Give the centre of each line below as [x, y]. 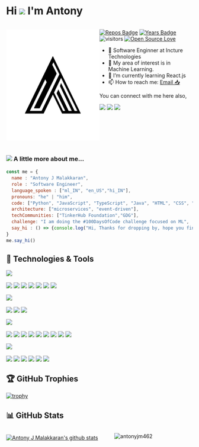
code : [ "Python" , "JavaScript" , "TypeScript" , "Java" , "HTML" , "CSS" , [100, 203]
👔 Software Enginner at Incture [146, 50]
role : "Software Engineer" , [47, 184]
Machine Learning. [131, 69]
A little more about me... [49, 159]
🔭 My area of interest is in [139, 63]
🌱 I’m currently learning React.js [147, 75]
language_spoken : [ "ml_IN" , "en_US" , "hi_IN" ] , [71, 191]
